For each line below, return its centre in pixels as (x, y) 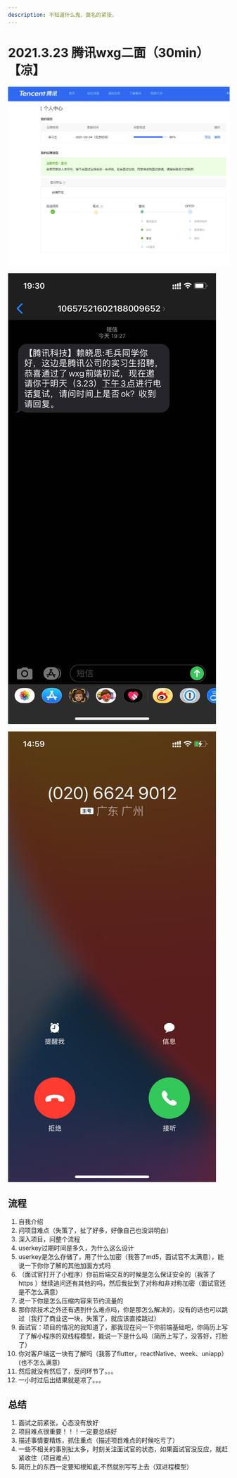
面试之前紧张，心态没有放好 (58, 1423)
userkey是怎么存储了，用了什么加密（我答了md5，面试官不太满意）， (118, 1257)
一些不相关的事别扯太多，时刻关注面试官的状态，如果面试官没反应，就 (120, 1449)
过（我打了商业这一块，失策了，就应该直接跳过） (89, 1319)
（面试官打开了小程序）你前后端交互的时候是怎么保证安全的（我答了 (117, 1275)
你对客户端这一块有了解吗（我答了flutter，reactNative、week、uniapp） (123, 1354)
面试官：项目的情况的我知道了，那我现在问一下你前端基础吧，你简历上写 (123, 1327)
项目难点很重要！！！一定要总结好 (68, 1432)
